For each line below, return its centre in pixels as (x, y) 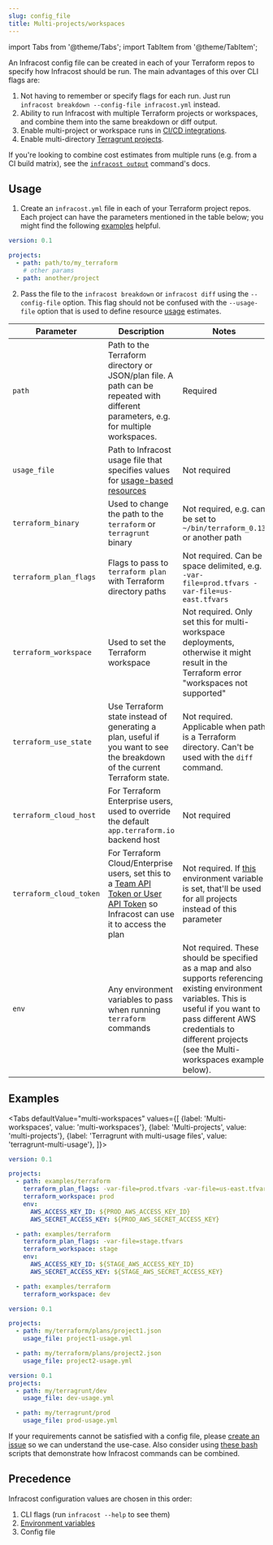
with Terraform (136, 581)
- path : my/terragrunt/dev (61, 1391)
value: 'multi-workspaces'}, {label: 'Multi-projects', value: (151, 1127)
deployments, (208, 642)
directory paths (137, 591)
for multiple (130, 426)
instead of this (210, 909)
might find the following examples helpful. (90, 226)
